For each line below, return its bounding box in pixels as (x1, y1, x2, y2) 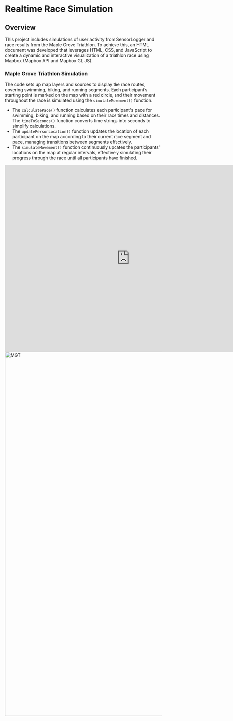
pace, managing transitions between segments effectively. (12, 139, 133, 145)
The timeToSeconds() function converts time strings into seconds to (12, 118, 151, 124)
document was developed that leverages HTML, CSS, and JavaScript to (5, 47, 152, 53)
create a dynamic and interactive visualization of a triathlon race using (5, 52, 149, 58)
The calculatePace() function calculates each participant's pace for (12, 107, 152, 113)
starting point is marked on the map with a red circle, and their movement (5, 92, 156, 98)
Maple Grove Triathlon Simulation (5, 70, 88, 77)
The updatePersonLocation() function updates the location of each (12, 128, 149, 134)
